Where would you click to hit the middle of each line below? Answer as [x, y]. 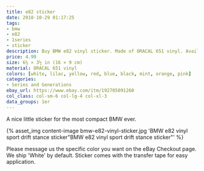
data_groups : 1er [28, 102]
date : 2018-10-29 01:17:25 [40, 18]
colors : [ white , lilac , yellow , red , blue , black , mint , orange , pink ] [99, 74]
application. [21, 161]
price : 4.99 [21, 57]
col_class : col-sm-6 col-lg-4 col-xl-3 [57, 96]
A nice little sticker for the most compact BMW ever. [71, 119]
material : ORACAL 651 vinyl [42, 68]
